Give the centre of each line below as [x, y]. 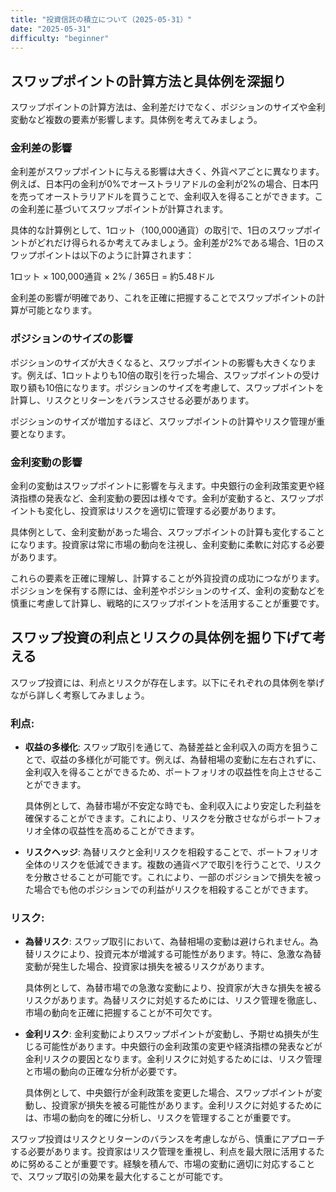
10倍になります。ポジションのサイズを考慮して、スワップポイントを [184, 387]
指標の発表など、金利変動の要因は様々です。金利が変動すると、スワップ [167, 498]
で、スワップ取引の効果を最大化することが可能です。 [119, 1177]
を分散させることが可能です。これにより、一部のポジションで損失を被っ [173, 877]
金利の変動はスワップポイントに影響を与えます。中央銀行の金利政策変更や [163, 486]
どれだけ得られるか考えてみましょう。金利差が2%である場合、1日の [176, 243]
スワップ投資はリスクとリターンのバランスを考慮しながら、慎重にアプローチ [168, 1139]
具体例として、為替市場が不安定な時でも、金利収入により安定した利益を [173, 806]
